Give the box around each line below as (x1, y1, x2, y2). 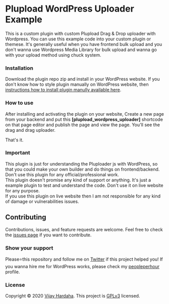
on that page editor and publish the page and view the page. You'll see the (5, 122, 160, 128)
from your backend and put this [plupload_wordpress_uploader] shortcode (5, 116, 163, 122)
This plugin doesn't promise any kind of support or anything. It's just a (5, 177, 151, 183)
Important (5, 149, 30, 157)
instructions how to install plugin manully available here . (5, 87, 122, 93)
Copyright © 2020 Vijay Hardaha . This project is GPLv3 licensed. (5, 293, 140, 299)
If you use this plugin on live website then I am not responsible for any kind (5, 193, 161, 199)
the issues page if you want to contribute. (5, 232, 92, 238)
